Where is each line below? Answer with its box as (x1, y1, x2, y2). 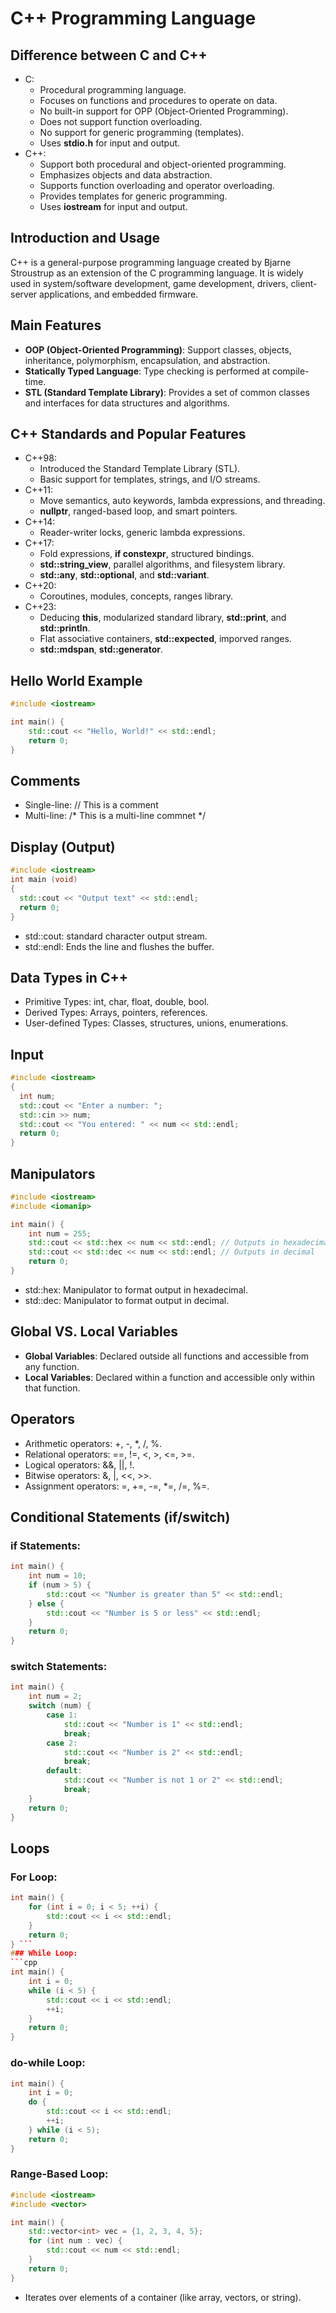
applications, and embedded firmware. (39, 288, 199, 300)
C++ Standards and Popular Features (10, 426, 247, 443)
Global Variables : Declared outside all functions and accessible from (24, 1350, 309, 1362)
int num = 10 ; (28, 1571, 87, 1581)
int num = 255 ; (28, 1228, 92, 1239)
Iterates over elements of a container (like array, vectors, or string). (24, 2291, 302, 2303)
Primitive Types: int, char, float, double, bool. (24, 996, 210, 1008)
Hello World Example (10, 672, 143, 689)
